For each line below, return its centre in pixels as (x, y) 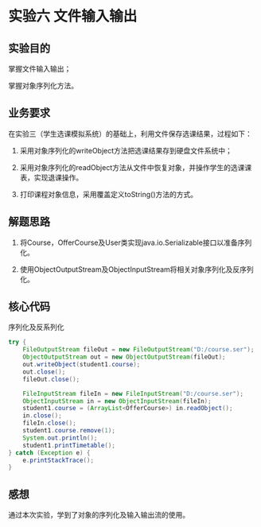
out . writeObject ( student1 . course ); (82, 365)
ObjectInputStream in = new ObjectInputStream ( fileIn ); (117, 401)
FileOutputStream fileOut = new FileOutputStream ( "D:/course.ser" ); (138, 350)
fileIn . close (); (50, 423)
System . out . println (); (60, 438)
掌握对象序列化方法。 (43, 85)
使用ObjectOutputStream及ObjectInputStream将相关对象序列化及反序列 (137, 269)
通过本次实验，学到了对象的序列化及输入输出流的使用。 (99, 515)
